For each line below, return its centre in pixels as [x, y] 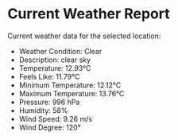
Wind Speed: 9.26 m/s [56, 119]
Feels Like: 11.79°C [49, 76]
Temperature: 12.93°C [55, 68]
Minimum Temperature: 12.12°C [70, 85]
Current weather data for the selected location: [84, 36]
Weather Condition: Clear [60, 51]
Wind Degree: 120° [50, 127]
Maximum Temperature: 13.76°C [72, 93]
